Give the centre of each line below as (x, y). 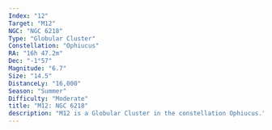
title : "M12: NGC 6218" (49, 106)
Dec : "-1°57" (30, 61)
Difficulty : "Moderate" (49, 99)
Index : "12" (28, 16)
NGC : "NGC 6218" (36, 31)
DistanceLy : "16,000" (45, 83)
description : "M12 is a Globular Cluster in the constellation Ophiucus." (137, 114)
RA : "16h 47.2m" (36, 53)
